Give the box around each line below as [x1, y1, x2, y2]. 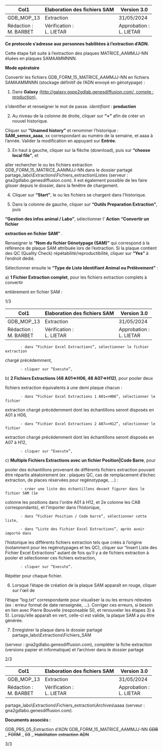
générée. [5, 618, 23, 623]
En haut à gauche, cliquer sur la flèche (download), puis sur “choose [12, 147, 151, 153]
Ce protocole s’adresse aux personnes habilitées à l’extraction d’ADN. [5, 41, 149, 47]
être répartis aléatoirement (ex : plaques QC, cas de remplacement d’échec [5, 472, 156, 478]
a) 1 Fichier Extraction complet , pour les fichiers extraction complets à [5, 274, 147, 280]
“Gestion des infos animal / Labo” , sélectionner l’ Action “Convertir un [5, 216, 149, 222]
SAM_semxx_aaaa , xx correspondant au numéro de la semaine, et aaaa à [5, 133, 153, 138]
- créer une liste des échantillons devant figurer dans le [20, 486, 145, 491]
